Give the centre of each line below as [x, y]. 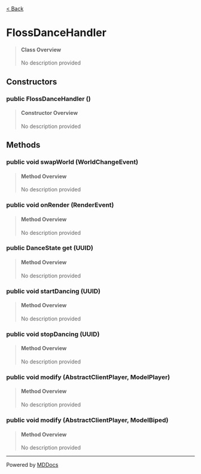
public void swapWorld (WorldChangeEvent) [72, 162]
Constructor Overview [49, 113]
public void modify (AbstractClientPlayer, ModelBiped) [87, 420]
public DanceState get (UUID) [50, 248]
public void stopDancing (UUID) [53, 334]
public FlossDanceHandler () [48, 99]
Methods [23, 145]
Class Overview [41, 50]
